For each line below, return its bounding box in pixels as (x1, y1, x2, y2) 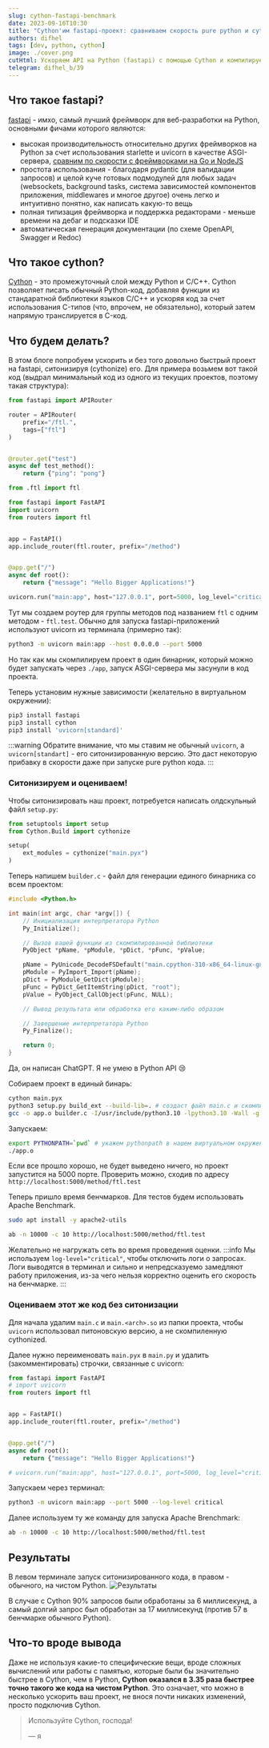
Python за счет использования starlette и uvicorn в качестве (19, 147, 226, 157)
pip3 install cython (8, 719, 78, 727)
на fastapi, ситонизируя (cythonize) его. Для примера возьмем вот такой (8, 364, 258, 373)
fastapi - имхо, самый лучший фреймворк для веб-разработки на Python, (8, 115, 260, 124)
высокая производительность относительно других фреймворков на (19, 139, 258, 148)
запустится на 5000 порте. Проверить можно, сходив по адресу (8, 1170, 230, 1179)
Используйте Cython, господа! (27, 1715, 133, 1725)
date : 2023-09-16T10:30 (8, 19, 88, 27)
